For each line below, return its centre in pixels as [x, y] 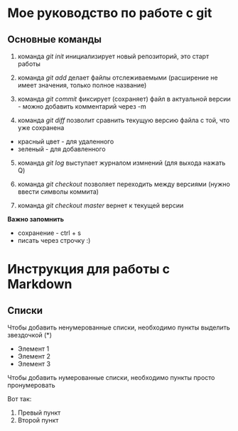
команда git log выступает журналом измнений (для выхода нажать [121, 163]
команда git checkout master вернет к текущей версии [101, 205]
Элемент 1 [33, 349]
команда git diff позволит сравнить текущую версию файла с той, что [124, 120]
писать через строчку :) [54, 240]
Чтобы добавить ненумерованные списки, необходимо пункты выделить [119, 327]
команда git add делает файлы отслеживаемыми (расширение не [118, 77]
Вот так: [20, 399]
